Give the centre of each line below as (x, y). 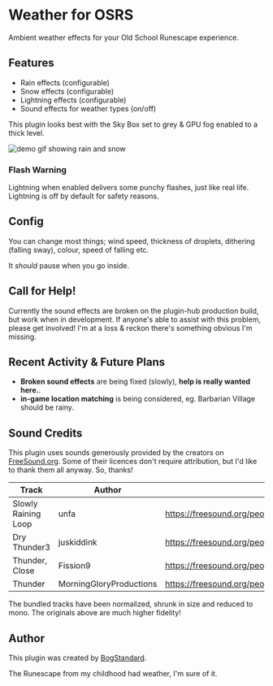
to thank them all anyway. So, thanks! (71, 470)
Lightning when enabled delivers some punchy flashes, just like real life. (129, 188)
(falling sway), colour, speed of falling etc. (78, 250)
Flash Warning (38, 170)
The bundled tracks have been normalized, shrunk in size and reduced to (131, 604)
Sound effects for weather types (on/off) (88, 108)
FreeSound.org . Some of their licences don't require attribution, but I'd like (133, 462)
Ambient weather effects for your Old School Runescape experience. (124, 37)
